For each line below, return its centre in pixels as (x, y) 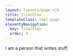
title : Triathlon (23, 15)
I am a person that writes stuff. (37, 48)
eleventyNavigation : (27, 24)
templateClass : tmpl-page (32, 19)
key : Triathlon (26, 29)
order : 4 (19, 34)
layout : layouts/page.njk (32, 10)
